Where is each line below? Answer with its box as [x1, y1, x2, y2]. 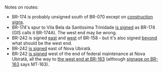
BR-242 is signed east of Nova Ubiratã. [11, 46, 92, 51]
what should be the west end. [11, 40, 73, 46]
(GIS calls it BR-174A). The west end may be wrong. [11, 30, 117, 35]
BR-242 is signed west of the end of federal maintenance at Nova [11, 51, 145, 57]
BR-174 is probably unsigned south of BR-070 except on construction [11, 14, 154, 19]
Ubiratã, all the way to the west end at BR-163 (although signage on [11, 56, 149, 62]
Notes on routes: [4, 4, 39, 10]
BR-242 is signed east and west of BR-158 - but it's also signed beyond [11, 35, 158, 41]
